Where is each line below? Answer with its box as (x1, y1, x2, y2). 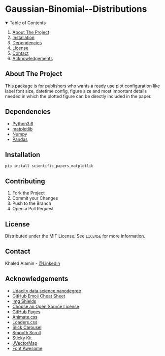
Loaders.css (12, 319, 38, 325)
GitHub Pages (12, 309, 41, 315)
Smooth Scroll (12, 329, 41, 335)
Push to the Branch (12, 200, 52, 206)
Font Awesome (12, 345, 43, 351)
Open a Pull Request (12, 206, 54, 212)
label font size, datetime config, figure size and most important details (5, 88, 147, 94)
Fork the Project (12, 190, 45, 196)
